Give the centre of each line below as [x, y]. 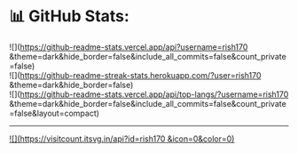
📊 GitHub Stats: [70, 16]
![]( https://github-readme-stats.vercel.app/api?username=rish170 [129, 47]
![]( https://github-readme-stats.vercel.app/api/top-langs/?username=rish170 [149, 94]
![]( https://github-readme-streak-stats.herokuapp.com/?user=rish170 [135, 75]
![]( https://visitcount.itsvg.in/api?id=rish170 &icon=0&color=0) [122, 139]
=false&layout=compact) [55, 113]
